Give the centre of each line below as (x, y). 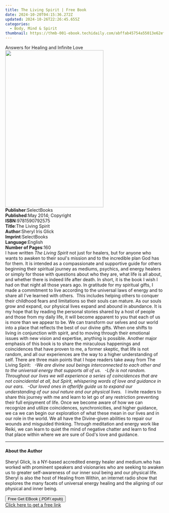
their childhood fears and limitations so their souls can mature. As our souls (83, 301)
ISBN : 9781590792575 (28, 221)
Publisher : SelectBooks (29, 210)
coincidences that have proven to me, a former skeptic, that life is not (77, 349)
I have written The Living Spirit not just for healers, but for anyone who (78, 253)
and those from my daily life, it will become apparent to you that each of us (83, 317)
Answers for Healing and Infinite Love (44, 48)
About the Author (24, 451)
